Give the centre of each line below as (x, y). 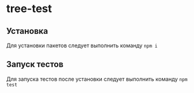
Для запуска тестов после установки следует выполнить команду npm (97, 79)
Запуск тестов (35, 64)
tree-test (29, 9)
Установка (27, 31)
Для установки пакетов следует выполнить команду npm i (82, 45)
